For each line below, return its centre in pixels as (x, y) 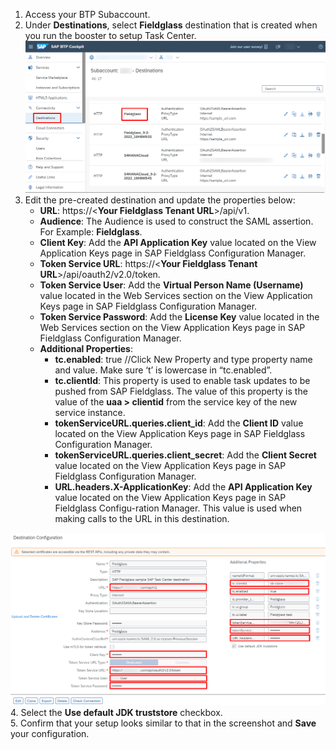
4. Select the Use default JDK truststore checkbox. (116, 712)
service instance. (90, 413)
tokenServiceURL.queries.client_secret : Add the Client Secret (185, 455)
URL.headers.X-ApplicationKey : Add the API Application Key (183, 487)
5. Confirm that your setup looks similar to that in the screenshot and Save (163, 723)
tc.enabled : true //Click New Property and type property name (183, 360)
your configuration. (50, 733)
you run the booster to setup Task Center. (110, 35)
